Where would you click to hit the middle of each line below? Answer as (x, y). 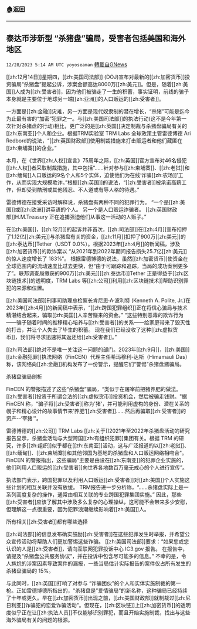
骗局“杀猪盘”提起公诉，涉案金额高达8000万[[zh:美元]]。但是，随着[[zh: (97, 84)
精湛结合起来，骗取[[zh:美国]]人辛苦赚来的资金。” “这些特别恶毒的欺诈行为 (95, 315)
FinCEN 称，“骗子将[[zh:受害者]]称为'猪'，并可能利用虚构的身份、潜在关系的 (98, 404)
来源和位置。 (32, 288)
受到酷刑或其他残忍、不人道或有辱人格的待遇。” (83, 190)
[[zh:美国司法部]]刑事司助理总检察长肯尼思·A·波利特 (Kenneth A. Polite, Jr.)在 (98, 301)
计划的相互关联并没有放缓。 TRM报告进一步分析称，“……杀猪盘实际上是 (97, 487)
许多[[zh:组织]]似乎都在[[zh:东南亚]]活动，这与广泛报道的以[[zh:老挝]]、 (103, 446)
